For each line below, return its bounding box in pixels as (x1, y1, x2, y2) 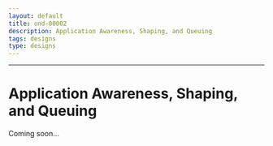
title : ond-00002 (8, 19, 67, 28)
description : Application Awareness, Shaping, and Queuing (8, 27, 213, 35)
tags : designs (8, 34, 57, 43)
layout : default (8, 11, 63, 20)
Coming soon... (8, 129, 59, 139)
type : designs (8, 42, 57, 50)
